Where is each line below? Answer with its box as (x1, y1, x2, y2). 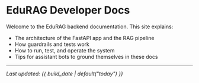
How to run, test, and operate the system (14, 47, 115, 54)
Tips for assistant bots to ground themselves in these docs (14, 53, 158, 60)
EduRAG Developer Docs (6, 4, 130, 17)
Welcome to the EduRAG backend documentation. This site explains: (6, 23, 174, 30)
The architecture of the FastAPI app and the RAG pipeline (14, 34, 155, 41)
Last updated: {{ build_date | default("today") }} (6, 70, 123, 77)
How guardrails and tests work (14, 41, 90, 48)
